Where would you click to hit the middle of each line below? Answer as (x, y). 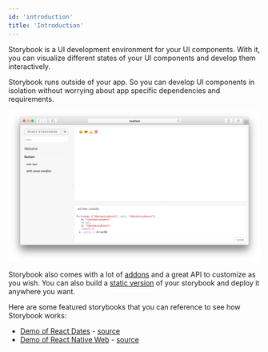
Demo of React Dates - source (70, 331)
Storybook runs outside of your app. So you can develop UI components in (132, 82)
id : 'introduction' (41, 17)
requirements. (31, 99)
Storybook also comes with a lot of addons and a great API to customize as (132, 275)
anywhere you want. (42, 292)
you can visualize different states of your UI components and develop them (132, 58)
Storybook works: (38, 316)
